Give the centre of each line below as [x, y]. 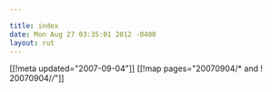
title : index [34, 26]
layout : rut [32, 43]
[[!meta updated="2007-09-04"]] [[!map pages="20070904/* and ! [136, 68]
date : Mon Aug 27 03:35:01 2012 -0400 [83, 34]
